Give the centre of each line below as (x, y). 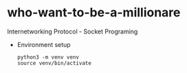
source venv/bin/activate (54, 63)
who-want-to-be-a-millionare (94, 13)
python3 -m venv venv (48, 57)
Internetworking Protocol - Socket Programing (73, 31)
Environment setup (44, 44)
